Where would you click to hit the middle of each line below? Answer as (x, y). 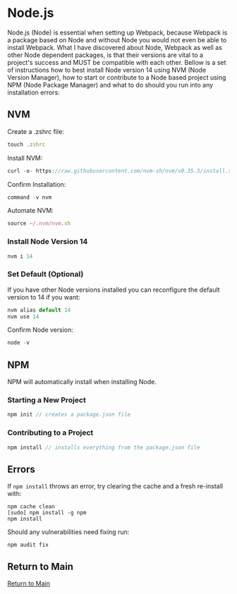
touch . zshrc (26, 144)
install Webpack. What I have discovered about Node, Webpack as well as (115, 47)
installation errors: (34, 92)
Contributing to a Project (50, 433)
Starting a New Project (47, 400)
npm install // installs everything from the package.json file (104, 447)
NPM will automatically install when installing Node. (82, 382)
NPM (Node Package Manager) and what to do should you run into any (110, 85)
